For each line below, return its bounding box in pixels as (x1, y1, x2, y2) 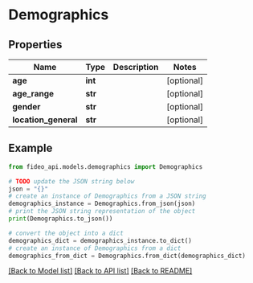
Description (112, 62, 159, 72)
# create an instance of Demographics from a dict (8, 244, 182, 252)
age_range (12, 88, 55, 99)
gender (12, 101, 41, 112)
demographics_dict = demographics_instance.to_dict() (8, 236, 193, 244)
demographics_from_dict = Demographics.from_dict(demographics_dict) (8, 252, 247, 260)
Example (8, 141, 53, 155)
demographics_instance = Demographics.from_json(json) (8, 199, 196, 208)
